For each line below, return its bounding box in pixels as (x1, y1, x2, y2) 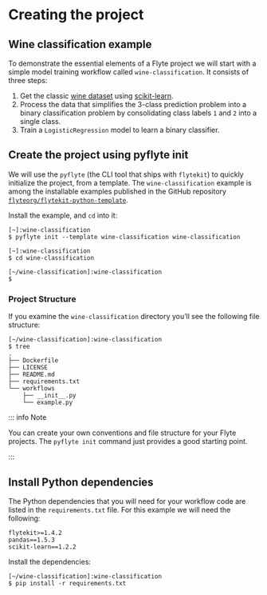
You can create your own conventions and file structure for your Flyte (8, 428, 237, 437)
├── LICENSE (8, 364, 48, 372)
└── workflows (8, 385, 56, 393)
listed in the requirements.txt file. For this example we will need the (8, 505, 231, 514)
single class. (19, 117, 61, 126)
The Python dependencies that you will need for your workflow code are (8, 496, 246, 505)
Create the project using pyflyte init (8, 148, 189, 162)
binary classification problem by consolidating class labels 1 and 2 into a (19, 108, 257, 118)
